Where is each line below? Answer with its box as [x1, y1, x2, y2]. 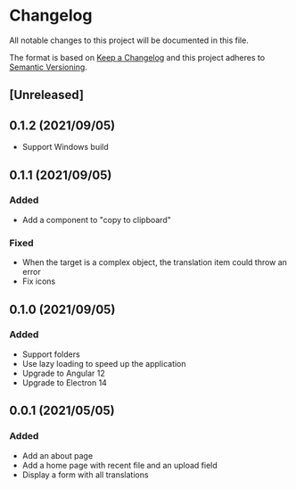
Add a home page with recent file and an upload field [21, 460, 218, 470]
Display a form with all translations [21, 469, 149, 480]
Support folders [21, 349, 80, 360]
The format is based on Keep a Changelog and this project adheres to [9, 52, 266, 62]
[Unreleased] [9, 87, 85, 103]
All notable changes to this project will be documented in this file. [9, 35, 250, 46]
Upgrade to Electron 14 [21, 377, 107, 388]
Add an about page [21, 450, 94, 460]
